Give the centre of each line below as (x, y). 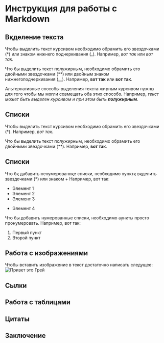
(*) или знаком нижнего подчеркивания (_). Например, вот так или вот (79, 54)
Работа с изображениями (47, 253)
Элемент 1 (23, 188)
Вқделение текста (35, 37)
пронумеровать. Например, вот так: (43, 223)
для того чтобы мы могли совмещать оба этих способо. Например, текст (82, 94)
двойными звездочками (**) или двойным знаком (57, 74)
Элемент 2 (23, 193)
